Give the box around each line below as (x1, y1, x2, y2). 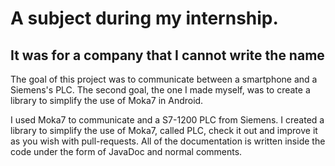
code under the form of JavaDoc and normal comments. (10, 146, 243, 157)
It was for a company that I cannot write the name (10, 47, 325, 64)
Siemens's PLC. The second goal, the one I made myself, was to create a (10, 84, 311, 96)
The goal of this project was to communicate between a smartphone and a (10, 73, 318, 85)
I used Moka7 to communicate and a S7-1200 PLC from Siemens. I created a (10, 114, 325, 126)
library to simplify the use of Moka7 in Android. (10, 95, 204, 106)
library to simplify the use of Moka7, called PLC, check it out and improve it (10, 125, 318, 136)
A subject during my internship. (10, 7, 279, 30)
